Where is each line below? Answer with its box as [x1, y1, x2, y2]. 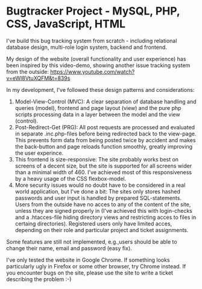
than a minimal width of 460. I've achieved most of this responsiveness [14, 168, 192, 176]
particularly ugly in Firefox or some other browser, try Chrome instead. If [6, 262, 186, 270]
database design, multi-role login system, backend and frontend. [6, 44, 168, 51]
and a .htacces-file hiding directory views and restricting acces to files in [14, 213, 197, 221]
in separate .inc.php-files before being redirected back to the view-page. [14, 130, 197, 137]
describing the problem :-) [6, 275, 72, 282]
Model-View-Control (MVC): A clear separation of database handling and [14, 98, 197, 105]
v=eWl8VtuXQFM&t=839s [6, 74, 71, 82]
